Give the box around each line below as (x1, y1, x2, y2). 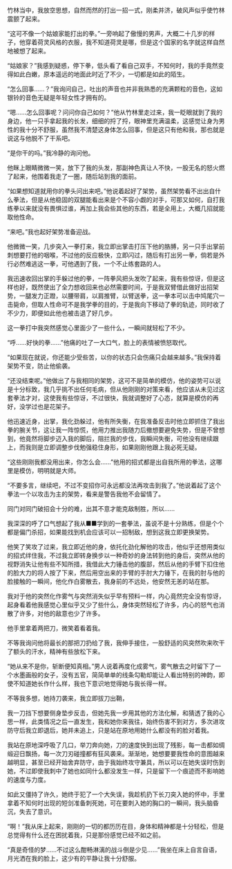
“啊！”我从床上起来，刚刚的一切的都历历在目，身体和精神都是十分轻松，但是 (7, 823, 224, 830)
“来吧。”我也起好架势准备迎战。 (7, 228, 95, 235)
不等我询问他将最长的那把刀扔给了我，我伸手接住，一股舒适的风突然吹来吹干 (7, 639, 225, 647)
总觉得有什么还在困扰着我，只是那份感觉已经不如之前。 (7, 831, 164, 839)
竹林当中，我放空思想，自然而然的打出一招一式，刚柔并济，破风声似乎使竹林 (7, 6, 225, 14)
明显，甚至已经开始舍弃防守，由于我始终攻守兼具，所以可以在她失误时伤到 (12, 758, 225, 767)
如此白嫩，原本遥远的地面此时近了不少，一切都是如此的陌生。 (12, 70, 188, 78)
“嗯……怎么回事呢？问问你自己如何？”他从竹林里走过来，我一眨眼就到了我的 (7, 108, 223, 116)
